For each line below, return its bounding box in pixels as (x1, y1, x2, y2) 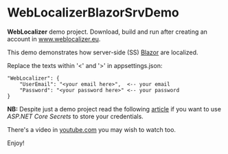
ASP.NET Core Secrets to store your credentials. (7, 112, 144, 120)
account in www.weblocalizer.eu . (7, 34, 101, 43)
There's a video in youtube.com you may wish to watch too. (7, 125, 176, 133)
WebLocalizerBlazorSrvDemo (7, 5, 180, 21)
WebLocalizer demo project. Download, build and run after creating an (7, 27, 208, 36)
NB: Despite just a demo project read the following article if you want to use (7, 104, 222, 113)
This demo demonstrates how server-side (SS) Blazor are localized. (7, 48, 198, 56)
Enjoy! (7, 139, 25, 147)
